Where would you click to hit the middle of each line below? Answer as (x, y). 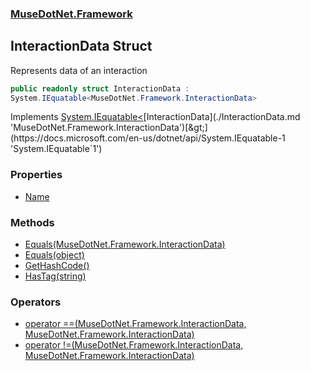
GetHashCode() (57, 266)
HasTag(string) (55, 276)
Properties (36, 175)
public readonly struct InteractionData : (100, 88)
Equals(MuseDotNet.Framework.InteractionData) (125, 244)
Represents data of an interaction (79, 70)
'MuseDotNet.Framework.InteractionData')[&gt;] (109, 128)
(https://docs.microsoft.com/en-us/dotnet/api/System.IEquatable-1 (148, 138)
